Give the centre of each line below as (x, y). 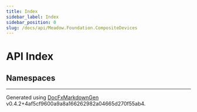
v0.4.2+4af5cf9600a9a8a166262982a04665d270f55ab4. (76, 104)
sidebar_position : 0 (31, 22)
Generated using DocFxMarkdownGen (52, 97)
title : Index (22, 11)
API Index (30, 57)
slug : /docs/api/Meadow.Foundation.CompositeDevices (72, 28)
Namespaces (31, 78)
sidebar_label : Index (33, 17)
